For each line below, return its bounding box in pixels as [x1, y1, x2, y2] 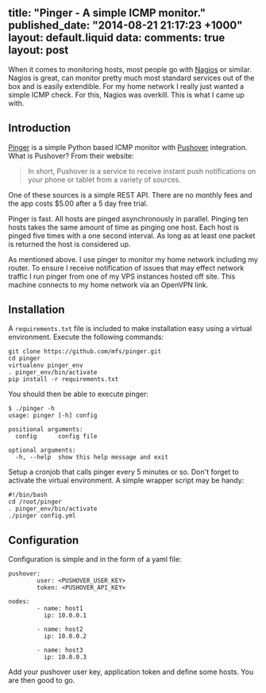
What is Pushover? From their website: [8, 151, 134, 160]
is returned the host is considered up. [8, 239, 131, 248]
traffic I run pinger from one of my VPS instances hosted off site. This [8, 271, 236, 281]
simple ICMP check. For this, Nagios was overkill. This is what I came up [8, 90, 245, 99]
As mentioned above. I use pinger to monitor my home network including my [8, 254, 258, 264]
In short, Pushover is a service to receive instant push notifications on [27, 166, 256, 175]
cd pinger [8, 355, 41, 363]
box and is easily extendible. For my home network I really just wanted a [8, 81, 245, 90]
